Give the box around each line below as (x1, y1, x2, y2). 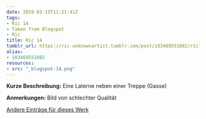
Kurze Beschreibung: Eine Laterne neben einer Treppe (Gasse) (6, 82, 167, 90)
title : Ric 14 (6, 37, 43, 43)
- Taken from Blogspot (6, 26, 64, 32)
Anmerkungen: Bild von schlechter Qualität (6, 94, 116, 101)
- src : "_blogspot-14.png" (6, 65, 75, 72)
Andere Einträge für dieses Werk (6, 106, 89, 114)
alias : (6, 49, 23, 55)
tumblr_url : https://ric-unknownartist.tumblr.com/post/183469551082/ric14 (6, 43, 204, 49)
